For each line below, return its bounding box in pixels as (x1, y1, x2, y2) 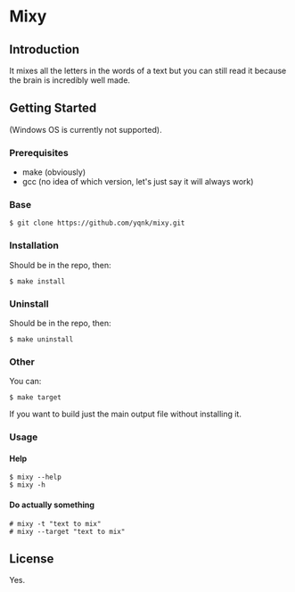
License (9, 551, 54, 567)
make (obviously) (21, 167, 86, 177)
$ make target (9, 393, 62, 402)
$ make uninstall (9, 335, 74, 344)
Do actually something (9, 499, 95, 510)
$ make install (9, 276, 66, 286)
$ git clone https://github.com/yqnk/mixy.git (9, 218, 185, 228)
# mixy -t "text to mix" (9, 519, 102, 528)
